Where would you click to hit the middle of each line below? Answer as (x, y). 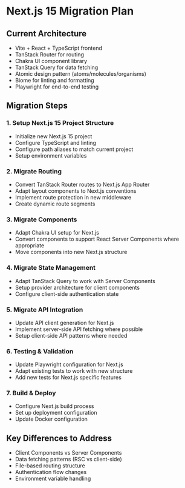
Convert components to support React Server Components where (97, 239)
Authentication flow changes (51, 472)
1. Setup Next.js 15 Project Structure (60, 123)
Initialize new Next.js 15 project (54, 136)
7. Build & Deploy (31, 393)
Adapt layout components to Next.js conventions (76, 191)
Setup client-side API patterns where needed (71, 335)
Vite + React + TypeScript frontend (59, 48)
